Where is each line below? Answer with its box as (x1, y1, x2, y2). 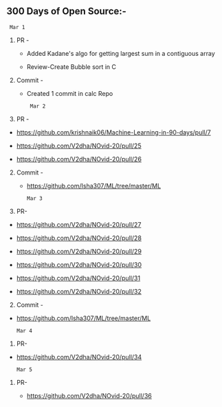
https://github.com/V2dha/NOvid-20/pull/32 (16, 287, 142, 295)
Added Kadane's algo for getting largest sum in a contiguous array (26, 49, 216, 57)
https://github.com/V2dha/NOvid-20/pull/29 (16, 247, 142, 255)
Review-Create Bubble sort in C (26, 62, 117, 71)
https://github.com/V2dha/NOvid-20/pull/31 (16, 274, 141, 282)
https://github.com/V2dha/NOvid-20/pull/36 (26, 391, 152, 399)
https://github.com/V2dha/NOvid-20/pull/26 (16, 155, 142, 163)
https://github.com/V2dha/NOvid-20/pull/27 (16, 220, 142, 228)
